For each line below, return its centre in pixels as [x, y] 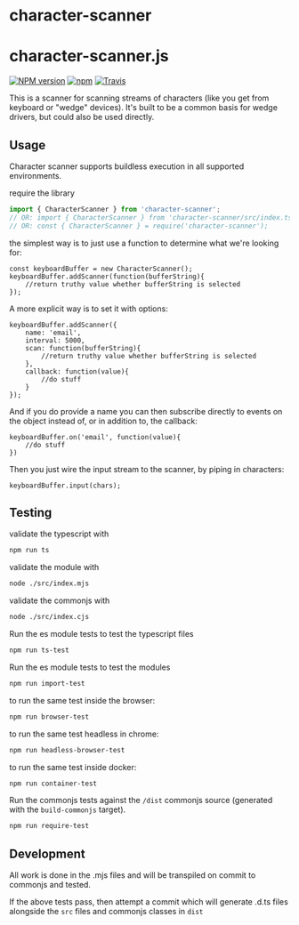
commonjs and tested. [50, 885]
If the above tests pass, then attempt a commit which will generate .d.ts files [149, 902]
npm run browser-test [49, 717]
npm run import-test [48, 683]
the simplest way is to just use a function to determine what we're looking [144, 243]
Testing [31, 512]
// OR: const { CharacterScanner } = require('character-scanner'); [139, 226]
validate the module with [54, 567]
